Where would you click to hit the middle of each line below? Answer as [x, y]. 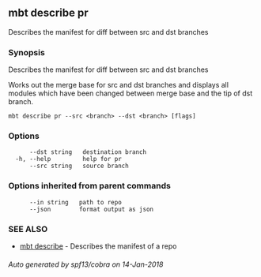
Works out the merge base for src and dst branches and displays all [119, 85]
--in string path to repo [76, 202]
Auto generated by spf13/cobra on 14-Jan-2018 [86, 264]
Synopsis [26, 52]
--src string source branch [79, 166]
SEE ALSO [28, 229]
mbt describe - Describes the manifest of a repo [98, 246]
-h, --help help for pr [69, 159]
